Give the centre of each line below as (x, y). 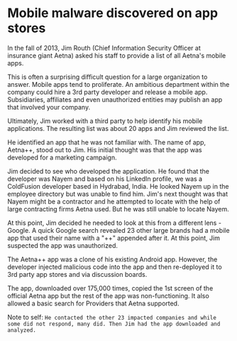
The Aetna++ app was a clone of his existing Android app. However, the (112, 259)
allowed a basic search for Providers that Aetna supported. (93, 303)
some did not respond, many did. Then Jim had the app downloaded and (114, 324)
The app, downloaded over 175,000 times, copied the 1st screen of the (110, 288)
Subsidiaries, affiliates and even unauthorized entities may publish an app (115, 99)
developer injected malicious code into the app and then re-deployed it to (115, 267)
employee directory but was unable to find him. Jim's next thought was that (118, 194)
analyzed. (22, 330)
